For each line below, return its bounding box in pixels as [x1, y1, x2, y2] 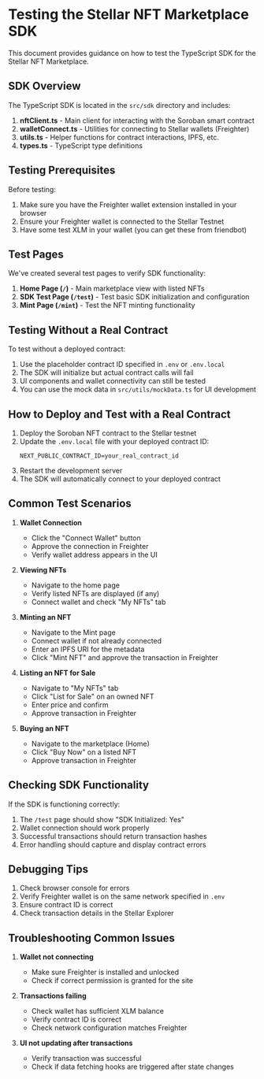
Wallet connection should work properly [19, 823, 150, 832]
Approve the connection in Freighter [31, 541, 149, 551]
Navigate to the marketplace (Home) [31, 739, 150, 748]
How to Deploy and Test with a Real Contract [8, 407, 231, 421]
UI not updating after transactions [19, 1038, 133, 1048]
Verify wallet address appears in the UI [31, 550, 158, 559]
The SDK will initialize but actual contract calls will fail [19, 368, 194, 377]
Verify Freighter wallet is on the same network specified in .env [19, 892, 225, 901]
